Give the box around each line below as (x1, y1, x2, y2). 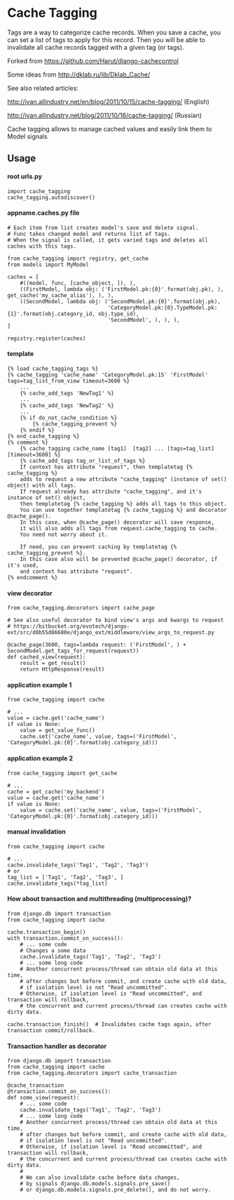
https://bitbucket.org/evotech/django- (13, 623, 130, 630)
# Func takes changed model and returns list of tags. (7, 230, 171, 237)
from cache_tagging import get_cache (7, 770, 118, 777)
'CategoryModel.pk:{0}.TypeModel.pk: (107, 304, 218, 311)
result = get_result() (20, 660, 86, 667)
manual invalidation (7, 827, 66, 836)
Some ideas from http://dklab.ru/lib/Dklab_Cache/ (7, 70, 151, 79)
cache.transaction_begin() (7, 928, 86, 935)
